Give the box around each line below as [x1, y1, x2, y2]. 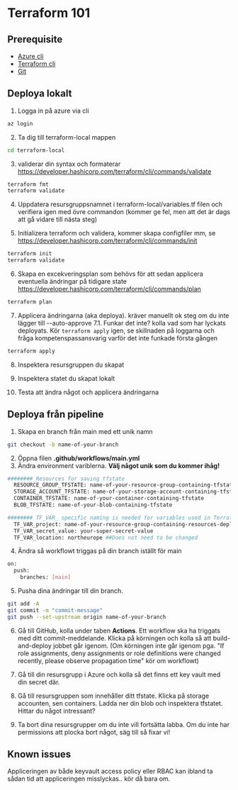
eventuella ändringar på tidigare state [17, 277, 127, 286]
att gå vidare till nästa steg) [17, 215, 98, 224]
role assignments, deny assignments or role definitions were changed [17, 649, 221, 657]
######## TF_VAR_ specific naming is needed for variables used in [7, 514, 211, 521]
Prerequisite [7, 33, 63, 45]
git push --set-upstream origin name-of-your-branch [7, 613, 166, 621]
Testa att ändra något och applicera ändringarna [17, 388, 159, 396]
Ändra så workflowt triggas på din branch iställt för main [17, 547, 182, 555]
